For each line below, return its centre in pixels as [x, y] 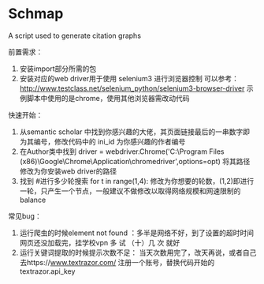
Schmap [36, 14]
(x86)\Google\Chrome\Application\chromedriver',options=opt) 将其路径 [135, 161]
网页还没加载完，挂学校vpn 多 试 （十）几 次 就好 [100, 242]
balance [33, 200]
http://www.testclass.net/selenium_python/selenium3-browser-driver [132, 88]
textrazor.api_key [47, 271]
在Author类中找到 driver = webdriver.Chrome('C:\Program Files [122, 151]
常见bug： [25, 216]
